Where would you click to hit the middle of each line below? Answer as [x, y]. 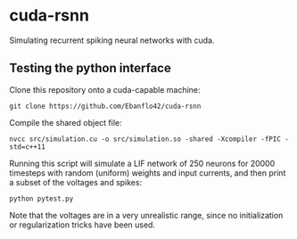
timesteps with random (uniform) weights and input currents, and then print [148, 173]
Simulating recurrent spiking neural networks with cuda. [112, 40]
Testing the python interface [90, 68]
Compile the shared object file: [66, 122]
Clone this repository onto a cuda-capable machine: [105, 89]
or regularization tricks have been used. [82, 225]
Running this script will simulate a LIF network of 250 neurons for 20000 [142, 163]
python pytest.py [41, 198]
